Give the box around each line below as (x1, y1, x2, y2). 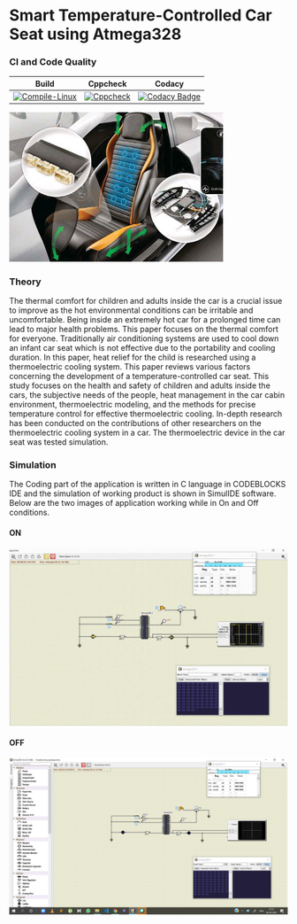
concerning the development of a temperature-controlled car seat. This (9, 371, 270, 382)
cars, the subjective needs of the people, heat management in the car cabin (9, 390, 286, 400)
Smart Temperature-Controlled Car (9, 5, 272, 26)
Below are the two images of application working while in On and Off (9, 498, 259, 509)
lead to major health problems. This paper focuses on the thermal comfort (9, 324, 278, 335)
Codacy (154, 78, 185, 89)
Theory (9, 276, 42, 288)
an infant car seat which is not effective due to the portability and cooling (9, 343, 276, 353)
